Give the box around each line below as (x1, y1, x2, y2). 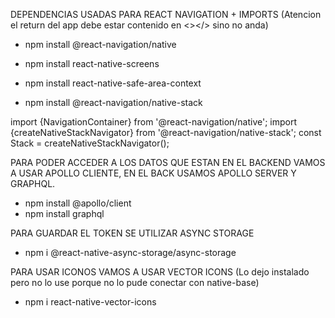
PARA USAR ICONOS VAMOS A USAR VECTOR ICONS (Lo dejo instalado (10, 266, 310, 278)
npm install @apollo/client (24, 197, 132, 209)
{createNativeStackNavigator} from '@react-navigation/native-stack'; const (10, 127, 322, 138)
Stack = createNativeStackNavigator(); (10, 137, 170, 149)
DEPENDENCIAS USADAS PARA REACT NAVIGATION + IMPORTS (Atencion (10, 9, 322, 20)
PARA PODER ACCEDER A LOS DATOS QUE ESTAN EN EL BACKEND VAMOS (10, 157, 326, 168)
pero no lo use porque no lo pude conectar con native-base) (10, 277, 260, 288)
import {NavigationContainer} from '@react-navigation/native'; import (10, 116, 298, 128)
